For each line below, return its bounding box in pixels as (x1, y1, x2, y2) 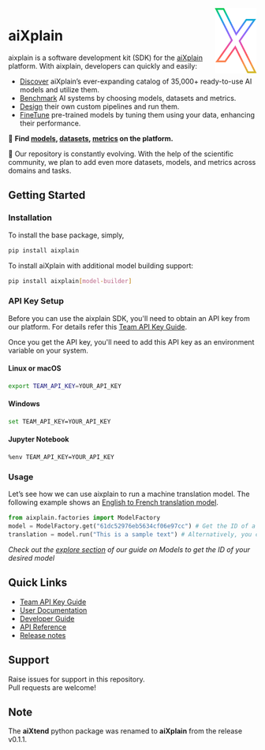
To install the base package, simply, (8, 230, 125, 240)
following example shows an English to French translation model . (8, 498, 219, 507)
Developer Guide (19, 614, 75, 623)
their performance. (19, 118, 81, 128)
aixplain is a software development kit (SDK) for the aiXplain (8, 53, 203, 62)
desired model (8, 553, 55, 562)
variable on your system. (8, 345, 89, 355)
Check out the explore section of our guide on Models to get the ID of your (8, 544, 251, 554)
